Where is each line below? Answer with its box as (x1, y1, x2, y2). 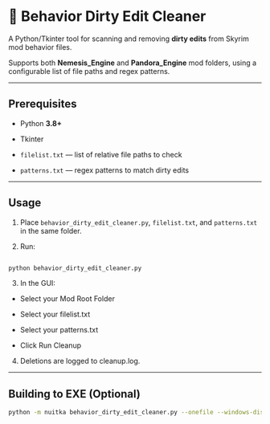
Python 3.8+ (19, 118, 62, 128)
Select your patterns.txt (19, 325, 99, 335)
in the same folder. (19, 226, 82, 235)
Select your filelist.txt (19, 309, 91, 320)
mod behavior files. (8, 42, 72, 51)
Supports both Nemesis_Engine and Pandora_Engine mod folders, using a (8, 58, 257, 67)
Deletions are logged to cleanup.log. (19, 357, 141, 366)
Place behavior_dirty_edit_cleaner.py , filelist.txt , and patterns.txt (19, 217, 258, 227)
